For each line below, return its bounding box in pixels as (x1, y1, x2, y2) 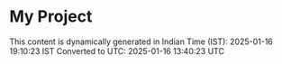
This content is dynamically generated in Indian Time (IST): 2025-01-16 (9, 36, 273, 47)
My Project (9, 6, 93, 27)
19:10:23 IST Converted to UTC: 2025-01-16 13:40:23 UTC (9, 45, 225, 56)
